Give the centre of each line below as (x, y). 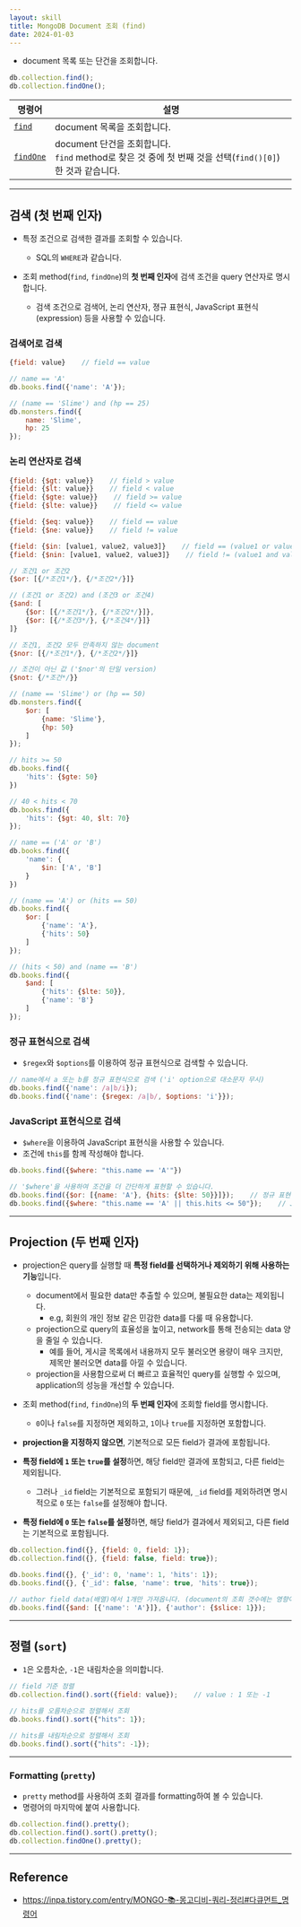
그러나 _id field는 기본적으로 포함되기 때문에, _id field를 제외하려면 (153, 1492)
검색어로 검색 (36, 344)
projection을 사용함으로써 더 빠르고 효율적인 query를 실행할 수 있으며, (158, 1374)
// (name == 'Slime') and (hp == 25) (80, 403)
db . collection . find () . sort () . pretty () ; (84, 1832)
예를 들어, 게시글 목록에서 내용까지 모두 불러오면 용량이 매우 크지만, (166, 1352)
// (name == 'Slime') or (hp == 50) (77, 694)
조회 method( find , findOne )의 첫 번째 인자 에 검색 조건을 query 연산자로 (148, 276)
